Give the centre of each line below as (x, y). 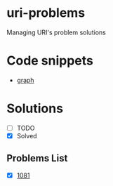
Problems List (37, 158)
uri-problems (46, 13)
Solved (27, 135)
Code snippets (50, 61)
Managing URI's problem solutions (56, 32)
